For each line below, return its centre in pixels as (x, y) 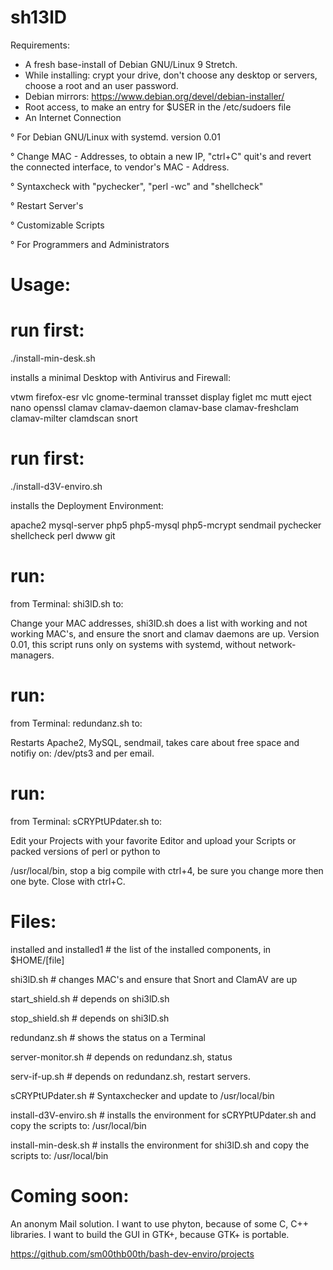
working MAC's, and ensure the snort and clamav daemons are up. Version (165, 633)
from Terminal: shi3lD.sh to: (67, 603)
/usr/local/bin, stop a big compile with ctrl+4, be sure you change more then (167, 870)
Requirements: (40, 45)
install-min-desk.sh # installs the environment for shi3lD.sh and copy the (160, 1145)
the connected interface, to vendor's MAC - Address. (120, 167)
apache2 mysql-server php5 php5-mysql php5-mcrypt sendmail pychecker (166, 525)
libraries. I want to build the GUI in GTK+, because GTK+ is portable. (150, 1234)
